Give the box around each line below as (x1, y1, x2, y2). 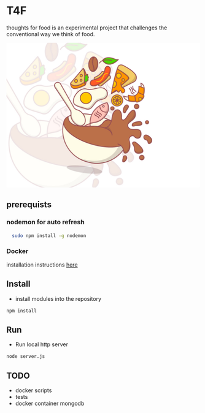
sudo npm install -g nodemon (12, 232, 87, 239)
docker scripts (15, 387, 52, 394)
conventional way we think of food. (6, 30, 95, 37)
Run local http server (15, 341, 69, 348)
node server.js (6, 354, 45, 360)
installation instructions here (6, 261, 78, 268)
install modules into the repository (15, 295, 102, 302)
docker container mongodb (15, 400, 85, 407)
